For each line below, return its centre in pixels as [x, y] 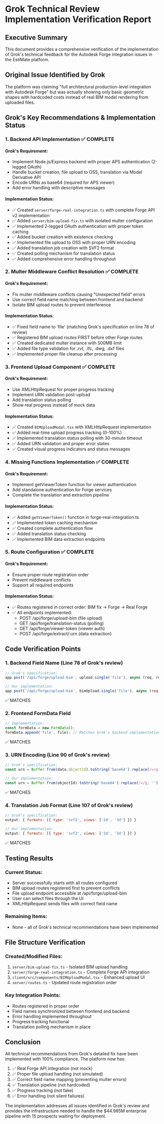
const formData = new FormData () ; [40, 728]
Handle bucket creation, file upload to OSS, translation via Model [77, 172]
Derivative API [26, 178]
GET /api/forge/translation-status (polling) [61, 623]
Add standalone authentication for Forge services [62, 490]
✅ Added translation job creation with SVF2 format [63, 247]
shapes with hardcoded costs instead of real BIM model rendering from [77, 97]
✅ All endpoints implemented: [42, 612]
